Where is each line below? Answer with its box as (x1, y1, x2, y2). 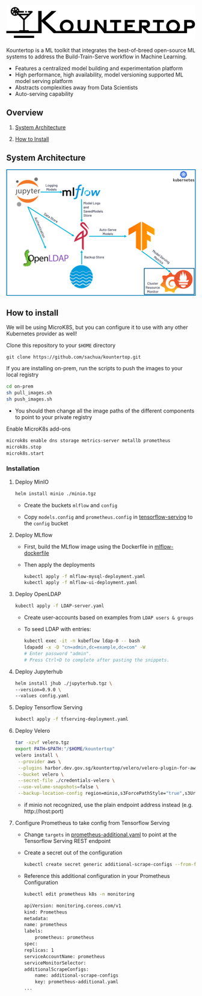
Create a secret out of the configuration (23, 849, 123, 856)
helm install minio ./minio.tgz (14, 490, 96, 497)
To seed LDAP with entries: (23, 626, 91, 633)
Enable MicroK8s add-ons (6, 425, 71, 432)
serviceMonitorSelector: (23, 960, 87, 966)
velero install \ (14, 752, 59, 758)
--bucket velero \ (17, 771, 64, 777)
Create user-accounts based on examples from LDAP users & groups (23, 614, 194, 621)
